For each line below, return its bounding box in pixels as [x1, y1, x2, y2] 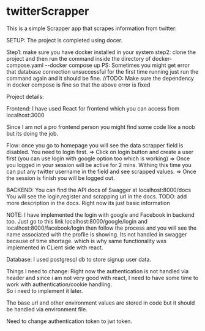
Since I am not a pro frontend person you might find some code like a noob [6, 123, 196, 130]
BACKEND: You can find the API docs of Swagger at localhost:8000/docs [6, 186, 192, 193]
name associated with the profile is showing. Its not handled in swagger [6, 230, 187, 238]
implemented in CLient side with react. [6, 244, 103, 251]
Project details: [6, 93, 44, 100]
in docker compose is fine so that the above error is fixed [6, 81, 151, 88]
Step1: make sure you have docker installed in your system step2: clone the [6, 48, 196, 56]
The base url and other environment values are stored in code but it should [6, 299, 195, 306]
